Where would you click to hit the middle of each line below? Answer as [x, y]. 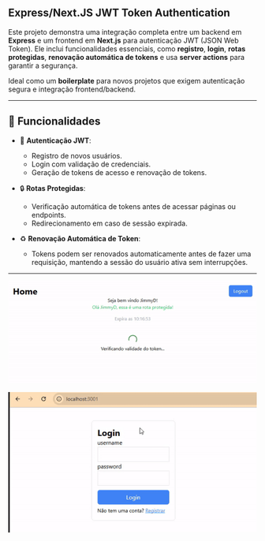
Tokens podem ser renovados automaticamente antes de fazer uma [141, 254]
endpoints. [49, 215]
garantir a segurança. [43, 65]
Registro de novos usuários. [77, 155]
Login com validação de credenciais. [91, 164]
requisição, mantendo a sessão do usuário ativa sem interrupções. [140, 262]
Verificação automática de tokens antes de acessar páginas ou [134, 206]
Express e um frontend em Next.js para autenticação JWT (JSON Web [123, 40]
